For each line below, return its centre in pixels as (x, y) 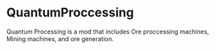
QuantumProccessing (70, 13)
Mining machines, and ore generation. (60, 38)
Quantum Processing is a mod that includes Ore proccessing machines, (108, 32)
